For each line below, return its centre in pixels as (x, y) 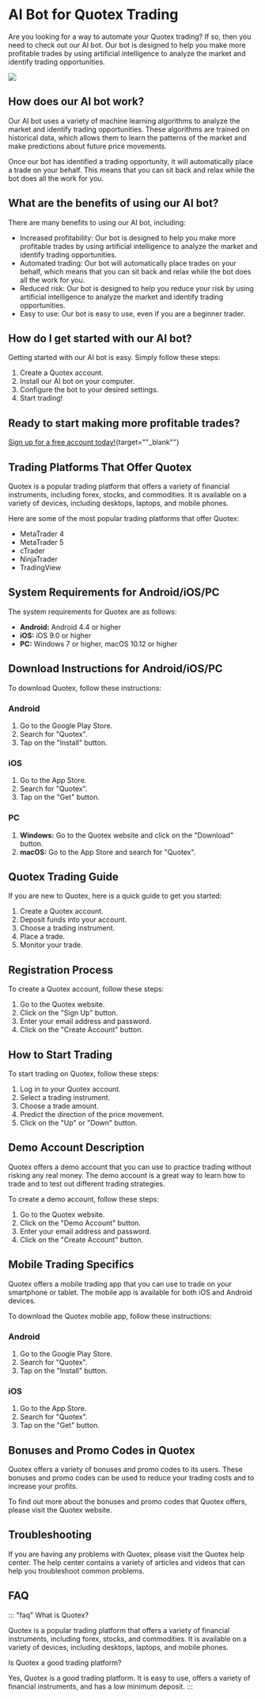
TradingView (40, 568)
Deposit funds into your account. (73, 920)
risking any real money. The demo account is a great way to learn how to (127, 1175)
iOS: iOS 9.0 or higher (55, 635)
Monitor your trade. (51, 945)
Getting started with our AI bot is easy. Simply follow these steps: (114, 358)
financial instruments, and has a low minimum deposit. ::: (101, 1686)
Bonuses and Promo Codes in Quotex (102, 1450)
